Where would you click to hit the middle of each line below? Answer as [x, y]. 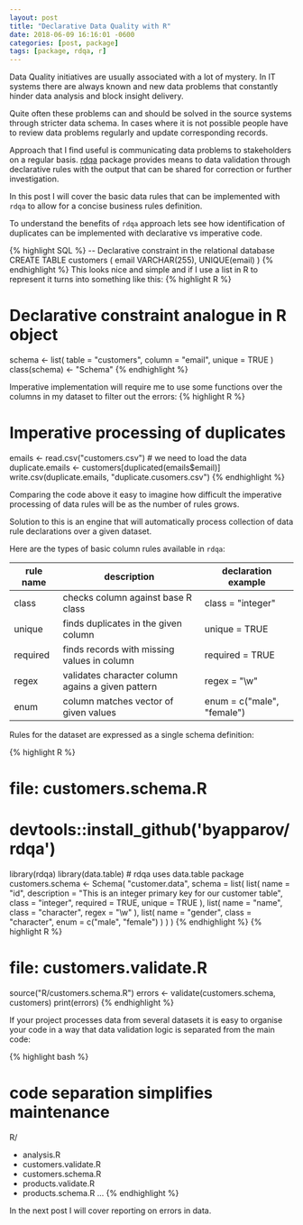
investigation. [34, 179]
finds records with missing [119, 649]
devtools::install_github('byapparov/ [150, 830]
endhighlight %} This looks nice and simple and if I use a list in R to [134, 270]
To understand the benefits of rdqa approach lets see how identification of [147, 224]
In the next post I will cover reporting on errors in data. [110, 1211]
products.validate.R [59, 1184]
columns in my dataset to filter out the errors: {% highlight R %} [128, 397]
